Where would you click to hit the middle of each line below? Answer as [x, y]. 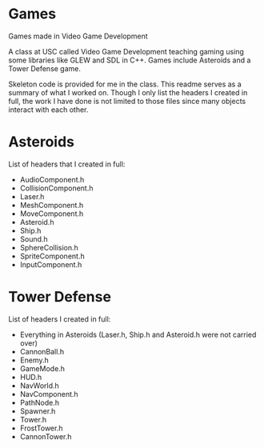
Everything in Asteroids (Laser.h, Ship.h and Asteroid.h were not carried [138, 334]
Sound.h [34, 239]
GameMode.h [42, 368]
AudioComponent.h [52, 179]
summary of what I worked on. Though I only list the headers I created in [128, 92]
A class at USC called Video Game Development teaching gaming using [126, 51]
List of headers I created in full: [60, 319]
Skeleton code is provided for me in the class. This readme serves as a [125, 84]
